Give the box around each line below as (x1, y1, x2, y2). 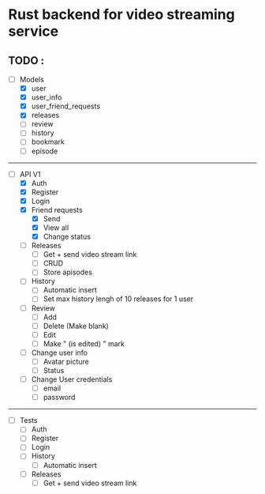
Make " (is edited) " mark (43, 338, 125, 349)
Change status (43, 232, 91, 241)
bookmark (31, 137, 65, 147)
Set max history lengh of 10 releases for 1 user (43, 294, 194, 304)
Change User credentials (31, 375, 113, 384)
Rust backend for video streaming (8, 6, 235, 24)
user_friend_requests (31, 101, 101, 111)
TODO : (8, 54, 45, 67)
